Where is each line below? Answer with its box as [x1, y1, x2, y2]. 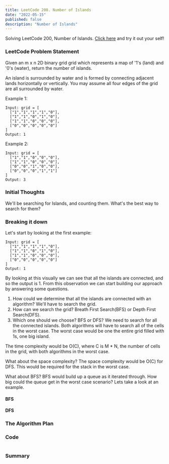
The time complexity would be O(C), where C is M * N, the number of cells [5, 343, 160, 350]
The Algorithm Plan [5, 420, 54, 427]
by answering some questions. [5, 286, 69, 292]
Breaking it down [5, 218, 48, 225]
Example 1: [5, 95, 28, 101]
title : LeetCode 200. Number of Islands [5, 7, 92, 13]
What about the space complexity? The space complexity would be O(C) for [5, 358, 163, 365]
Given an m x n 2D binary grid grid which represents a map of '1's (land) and [5, 59, 164, 66]
